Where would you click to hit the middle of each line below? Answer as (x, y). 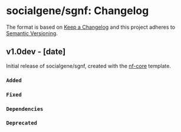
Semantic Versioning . (32, 33)
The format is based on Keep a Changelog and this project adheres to (91, 27)
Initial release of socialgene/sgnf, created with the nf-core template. (88, 66)
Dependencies (25, 109)
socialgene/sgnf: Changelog (78, 11)
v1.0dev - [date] (36, 52)
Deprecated (22, 123)
